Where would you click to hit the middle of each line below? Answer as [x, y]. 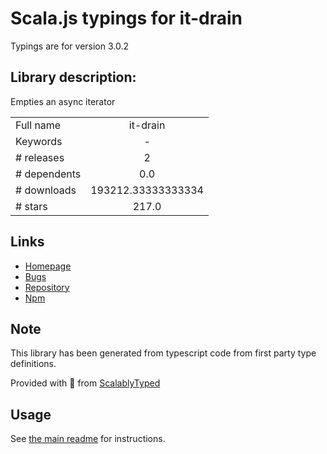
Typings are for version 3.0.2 [70, 46]
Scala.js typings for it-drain [126, 18]
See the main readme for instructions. [88, 439]
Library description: [73, 77]
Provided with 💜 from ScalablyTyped [85, 383]
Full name [38, 125]
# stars [31, 206]
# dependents [48, 174]
